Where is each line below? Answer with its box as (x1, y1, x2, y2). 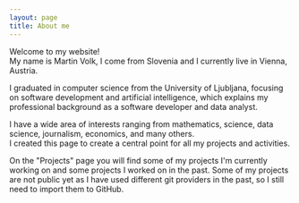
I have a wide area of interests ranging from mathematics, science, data (9, 118, 274, 130)
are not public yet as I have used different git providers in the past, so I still (9, 173, 285, 184)
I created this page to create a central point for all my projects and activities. (9, 138, 291, 148)
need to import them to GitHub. (9, 183, 124, 194)
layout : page (9, 13, 58, 22)
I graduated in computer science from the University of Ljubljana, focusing (9, 82, 284, 93)
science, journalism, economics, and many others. (9, 128, 195, 139)
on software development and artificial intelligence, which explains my (9, 91, 269, 103)
